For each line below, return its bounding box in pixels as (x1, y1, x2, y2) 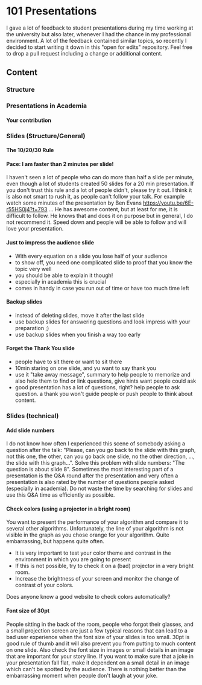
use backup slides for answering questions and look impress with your (14, 318, 191, 325)
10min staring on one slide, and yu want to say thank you (14, 365, 157, 372)
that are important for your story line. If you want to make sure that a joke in (6, 652, 194, 660)
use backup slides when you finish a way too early (14, 331, 140, 338)
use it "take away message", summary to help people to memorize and (14, 371, 191, 378)
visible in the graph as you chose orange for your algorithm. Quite (6, 531, 170, 538)
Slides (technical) (6, 412, 59, 420)
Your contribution (6, 116, 52, 124)
